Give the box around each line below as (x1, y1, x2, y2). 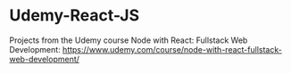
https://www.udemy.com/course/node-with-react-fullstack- (62, 44, 283, 54)
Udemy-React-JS (9, 5, 140, 26)
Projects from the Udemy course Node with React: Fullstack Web (9, 35, 248, 45)
